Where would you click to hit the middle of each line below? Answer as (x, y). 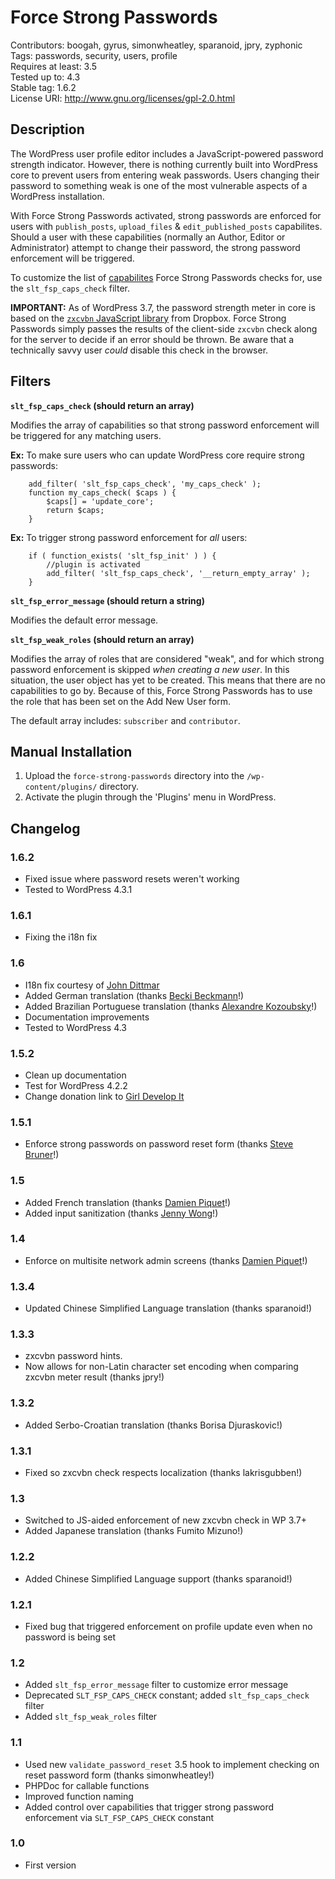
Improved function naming (79, 1796)
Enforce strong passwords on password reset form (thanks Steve (159, 1144)
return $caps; (75, 510)
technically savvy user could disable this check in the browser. (139, 350)
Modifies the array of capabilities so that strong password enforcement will (165, 425)
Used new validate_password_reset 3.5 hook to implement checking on (172, 1764)
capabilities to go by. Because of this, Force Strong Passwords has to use (161, 690)
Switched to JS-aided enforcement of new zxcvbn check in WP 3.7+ (165, 1520)
